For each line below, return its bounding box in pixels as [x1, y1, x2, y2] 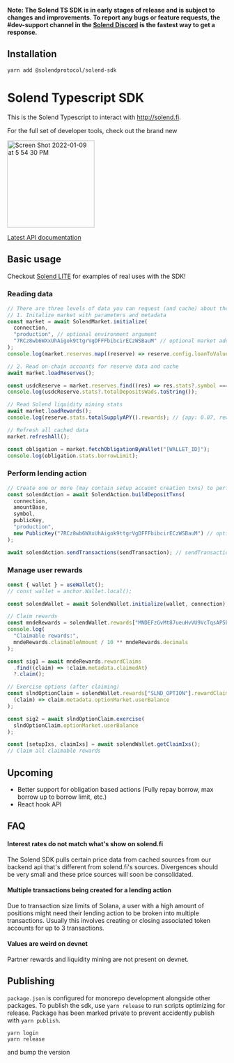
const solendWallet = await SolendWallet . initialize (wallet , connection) [7, 600, 226, 607]
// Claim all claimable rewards [7, 747, 101, 755]
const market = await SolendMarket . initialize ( [7, 318, 148, 325]
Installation [7, 48, 57, 60]
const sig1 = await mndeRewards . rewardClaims [7, 658, 141, 665]
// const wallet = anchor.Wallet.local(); [7, 588, 132, 595]
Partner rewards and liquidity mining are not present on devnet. [7, 955, 189, 964]
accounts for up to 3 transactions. [7, 924, 104, 932]
